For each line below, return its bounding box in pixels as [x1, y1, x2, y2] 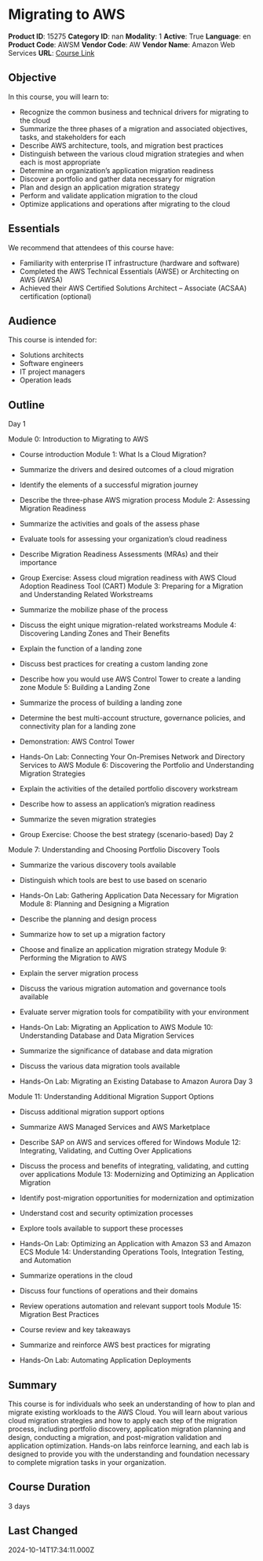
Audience [8, 314, 57, 327]
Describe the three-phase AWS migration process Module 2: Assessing [19, 496, 250, 505]
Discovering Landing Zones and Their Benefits [19, 629, 170, 638]
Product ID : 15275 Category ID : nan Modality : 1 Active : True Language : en [8, 31, 251, 41]
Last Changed [8, 1524, 79, 1537]
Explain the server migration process [19, 969, 139, 978]
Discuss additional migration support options [19, 1107, 165, 1116]
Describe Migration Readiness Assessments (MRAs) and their [19, 549, 219, 559]
